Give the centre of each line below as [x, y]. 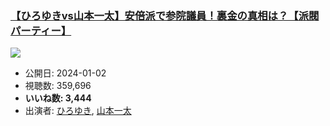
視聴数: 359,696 [58, 86]
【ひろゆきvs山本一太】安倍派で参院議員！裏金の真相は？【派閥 [165, 15]
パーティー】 [41, 30]
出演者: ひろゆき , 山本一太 [78, 111]
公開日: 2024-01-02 [65, 73]
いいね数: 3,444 [58, 98]
